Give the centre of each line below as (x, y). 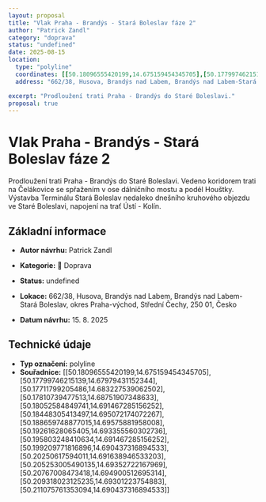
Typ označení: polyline (57, 364)
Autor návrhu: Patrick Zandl (66, 250)
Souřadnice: (40, 372)
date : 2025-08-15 (37, 52)
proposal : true (33, 104)
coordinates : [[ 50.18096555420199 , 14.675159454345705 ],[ (111, 74)
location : (25, 60)
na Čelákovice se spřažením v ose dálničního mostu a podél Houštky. (121, 190)
